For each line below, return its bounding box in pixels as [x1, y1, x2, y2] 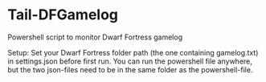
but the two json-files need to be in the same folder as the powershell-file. [7, 64, 253, 74]
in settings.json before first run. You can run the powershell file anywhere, [7, 56, 252, 66]
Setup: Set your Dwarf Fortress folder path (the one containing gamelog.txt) [7, 47, 259, 57]
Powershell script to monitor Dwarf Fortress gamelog [7, 32, 182, 42]
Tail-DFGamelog [7, 6, 118, 24]
